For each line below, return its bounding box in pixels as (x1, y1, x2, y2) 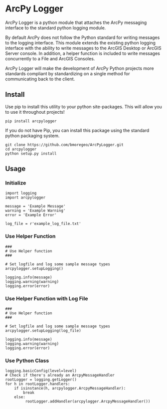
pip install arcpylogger (5, 118, 57, 124)
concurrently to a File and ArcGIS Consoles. (5, 55, 95, 61)
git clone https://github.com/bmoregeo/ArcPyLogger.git (5, 142, 124, 147)
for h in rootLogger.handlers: (5, 382, 70, 387)
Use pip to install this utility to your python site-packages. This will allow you (5, 103, 162, 110)
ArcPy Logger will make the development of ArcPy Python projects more (5, 65, 154, 71)
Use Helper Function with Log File (5, 295, 88, 302)
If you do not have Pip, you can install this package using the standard (5, 127, 150, 133)
